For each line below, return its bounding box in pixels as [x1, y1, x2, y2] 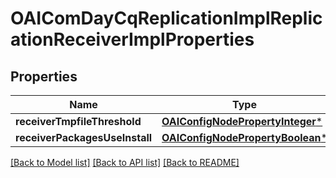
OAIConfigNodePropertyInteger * [161, 115, 323, 128]
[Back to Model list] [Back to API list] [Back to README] [10, 157, 240, 168]
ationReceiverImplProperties [10, 28, 255, 51]
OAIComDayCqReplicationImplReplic [10, 7, 323, 30]
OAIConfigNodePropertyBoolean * [161, 131, 328, 144]
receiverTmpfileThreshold [15, 115, 142, 128]
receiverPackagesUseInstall [15, 131, 153, 144]
